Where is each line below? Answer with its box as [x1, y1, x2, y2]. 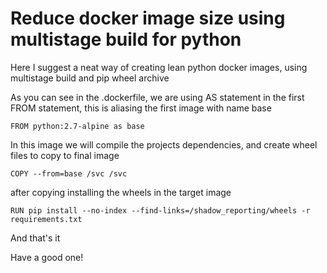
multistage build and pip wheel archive [10, 72, 170, 84]
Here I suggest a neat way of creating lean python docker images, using [10, 61, 308, 73]
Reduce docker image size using [10, 7, 286, 30]
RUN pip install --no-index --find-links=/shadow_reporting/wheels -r [10, 205, 311, 216]
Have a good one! [10, 251, 84, 263]
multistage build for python [10, 28, 242, 51]
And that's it [10, 232, 61, 244]
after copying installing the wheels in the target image [10, 186, 232, 198]
